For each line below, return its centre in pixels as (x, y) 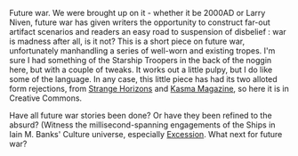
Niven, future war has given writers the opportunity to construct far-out (140, 22)
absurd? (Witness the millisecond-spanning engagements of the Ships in (142, 125)
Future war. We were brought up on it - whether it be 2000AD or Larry (137, 13)
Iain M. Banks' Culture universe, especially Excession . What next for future (146, 134)
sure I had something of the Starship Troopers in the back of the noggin (141, 60)
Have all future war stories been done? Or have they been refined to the (141, 115)
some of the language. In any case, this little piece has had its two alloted (143, 79)
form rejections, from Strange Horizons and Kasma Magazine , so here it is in (149, 89)
